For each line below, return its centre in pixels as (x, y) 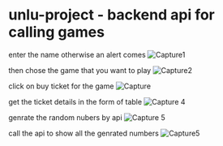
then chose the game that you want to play (80, 70)
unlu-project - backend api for (111, 15)
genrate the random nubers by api (66, 117)
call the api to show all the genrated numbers (84, 133)
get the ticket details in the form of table (75, 101)
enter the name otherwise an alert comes (77, 54)
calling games (57, 32)
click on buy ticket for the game (61, 86)
